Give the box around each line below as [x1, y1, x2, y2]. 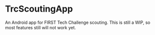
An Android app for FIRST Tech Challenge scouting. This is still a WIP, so [5, 19, 151, 25]
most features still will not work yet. [5, 24, 76, 30]
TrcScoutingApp [5, 3, 73, 15]
